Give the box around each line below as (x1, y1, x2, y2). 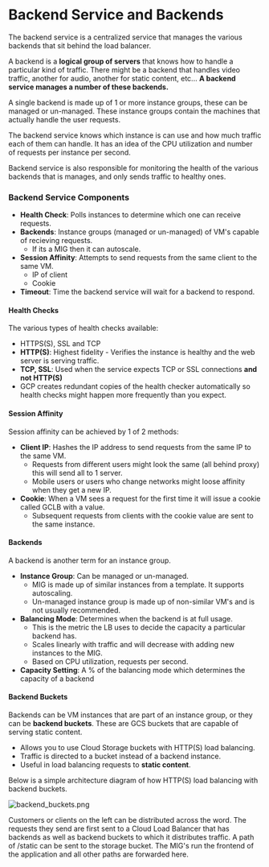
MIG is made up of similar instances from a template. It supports (31, 580, 245, 589)
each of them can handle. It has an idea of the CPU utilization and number (8, 138, 253, 148)
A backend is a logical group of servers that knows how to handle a (8, 56, 234, 66)
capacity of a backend (19, 674, 95, 683)
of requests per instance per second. (8, 147, 131, 157)
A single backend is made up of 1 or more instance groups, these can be (8, 97, 248, 107)
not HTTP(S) (19, 373, 63, 383)
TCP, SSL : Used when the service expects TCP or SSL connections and (19, 365, 258, 374)
